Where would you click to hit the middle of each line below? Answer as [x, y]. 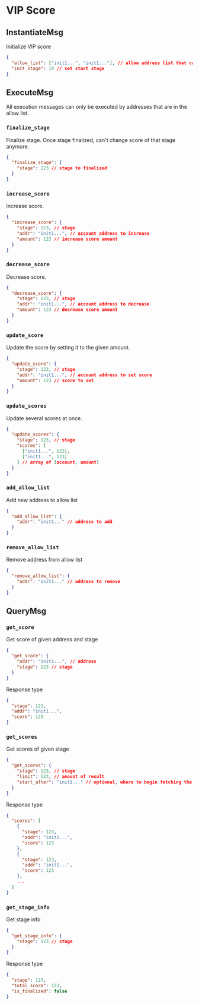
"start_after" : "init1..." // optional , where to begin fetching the [105, 782]
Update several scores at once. [44, 418]
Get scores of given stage [38, 749]
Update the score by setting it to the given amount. [68, 348]
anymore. [18, 146]
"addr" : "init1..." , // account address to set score [84, 375]
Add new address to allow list [42, 500]
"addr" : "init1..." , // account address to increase [83, 233]
